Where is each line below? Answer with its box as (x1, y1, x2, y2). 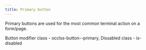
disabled (5, 40, 22, 46)
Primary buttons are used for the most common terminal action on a (5, 20, 140, 26)
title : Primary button (5, 7, 51, 12)
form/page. (5, 25, 28, 32)
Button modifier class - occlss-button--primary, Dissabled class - (5, 35, 135, 41)
